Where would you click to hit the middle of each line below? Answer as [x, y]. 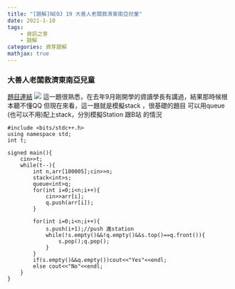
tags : [15, 27]
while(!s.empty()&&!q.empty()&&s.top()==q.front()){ [125, 236]
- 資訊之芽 [34, 34]
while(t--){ [38, 165]
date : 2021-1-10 [31, 21]
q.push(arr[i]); [69, 203]
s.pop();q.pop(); [84, 242]
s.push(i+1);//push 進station [89, 229]
